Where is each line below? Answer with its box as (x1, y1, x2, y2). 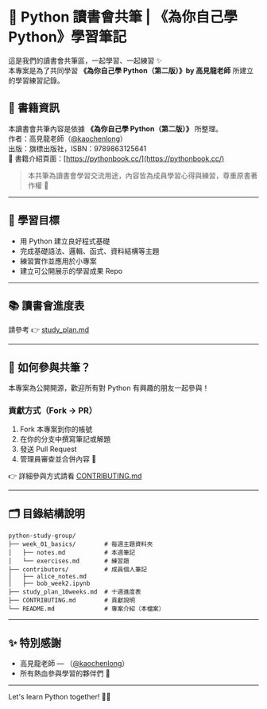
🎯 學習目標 (8, 213, 60, 228)
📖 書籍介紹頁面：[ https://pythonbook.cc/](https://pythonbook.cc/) (8, 154, 225, 163)
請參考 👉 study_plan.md (8, 325, 90, 335)
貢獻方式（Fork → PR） (8, 405, 98, 416)
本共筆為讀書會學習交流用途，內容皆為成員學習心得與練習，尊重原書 (27, 170, 251, 180)
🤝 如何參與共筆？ (8, 360, 91, 374)
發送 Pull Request (19, 444, 77, 454)
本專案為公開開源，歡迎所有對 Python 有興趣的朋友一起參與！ (8, 384, 210, 393)
